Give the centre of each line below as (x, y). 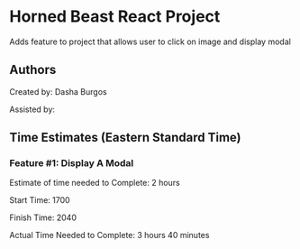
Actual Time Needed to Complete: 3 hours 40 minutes (109, 235)
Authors (33, 70)
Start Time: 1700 (40, 200)
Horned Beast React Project (115, 17)
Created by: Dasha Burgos (58, 91)
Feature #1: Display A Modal (72, 163)
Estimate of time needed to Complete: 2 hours (95, 183)
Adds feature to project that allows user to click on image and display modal (150, 41)
